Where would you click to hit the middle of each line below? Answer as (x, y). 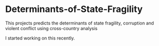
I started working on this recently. (40, 38)
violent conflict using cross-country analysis (51, 28)
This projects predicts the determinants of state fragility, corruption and (79, 23)
